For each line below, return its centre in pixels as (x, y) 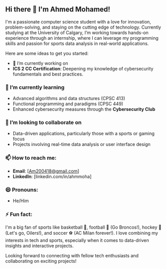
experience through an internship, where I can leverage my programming (82, 38)
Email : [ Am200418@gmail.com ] (46, 171)
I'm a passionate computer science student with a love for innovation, (78, 21)
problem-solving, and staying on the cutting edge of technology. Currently (83, 27)
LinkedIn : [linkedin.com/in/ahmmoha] (52, 176)
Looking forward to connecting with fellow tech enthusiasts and (72, 256)
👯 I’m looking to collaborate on (44, 123)
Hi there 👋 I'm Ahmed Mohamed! (58, 9)
